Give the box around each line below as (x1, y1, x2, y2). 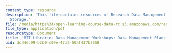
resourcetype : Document (5, 31, 56, 36)
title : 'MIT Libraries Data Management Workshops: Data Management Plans (5, 36, 166, 41)
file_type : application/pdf (5, 26, 66, 31)
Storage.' (10, 17, 31, 22)
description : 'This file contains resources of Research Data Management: (5, 12, 168, 17)
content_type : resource (5, 7, 56, 13)
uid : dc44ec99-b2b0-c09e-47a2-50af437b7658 (5, 40, 100, 45)
